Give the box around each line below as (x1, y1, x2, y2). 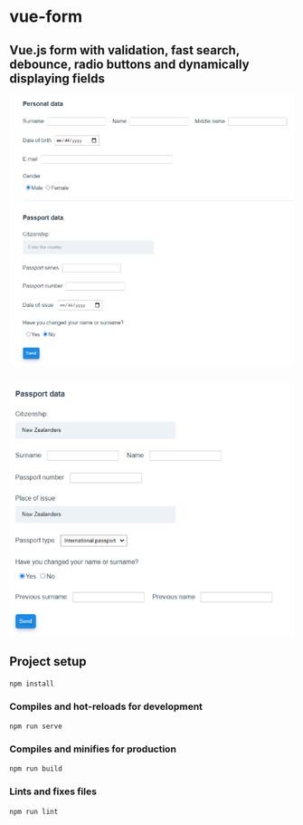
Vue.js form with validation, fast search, (9, 43, 240, 58)
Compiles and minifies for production (9, 743, 176, 755)
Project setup (9, 654, 88, 669)
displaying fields (9, 71, 106, 86)
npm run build (9, 764, 63, 773)
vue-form (9, 6, 83, 27)
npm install (9, 679, 54, 688)
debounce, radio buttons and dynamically (9, 56, 251, 72)
